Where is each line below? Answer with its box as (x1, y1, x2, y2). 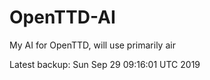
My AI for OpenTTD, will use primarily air (9, 39, 176, 51)
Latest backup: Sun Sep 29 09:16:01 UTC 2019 (9, 58, 201, 70)
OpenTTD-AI (9, 6, 116, 29)
